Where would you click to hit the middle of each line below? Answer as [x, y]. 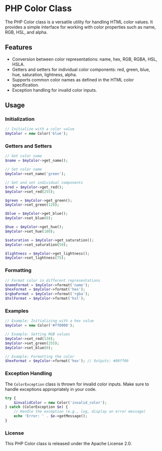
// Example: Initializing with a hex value [50, 321]
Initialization [20, 119]
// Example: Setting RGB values [37, 334]
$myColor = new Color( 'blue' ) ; [37, 134]
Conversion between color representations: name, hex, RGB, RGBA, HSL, [85, 59]
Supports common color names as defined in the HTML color [73, 80]
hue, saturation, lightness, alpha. [44, 74]
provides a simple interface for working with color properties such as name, [81, 27]
